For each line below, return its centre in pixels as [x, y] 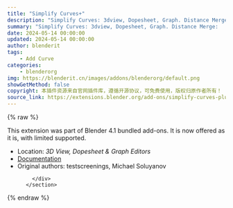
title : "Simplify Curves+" [46, 14]
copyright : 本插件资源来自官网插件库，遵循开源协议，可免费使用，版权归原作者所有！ [114, 91]
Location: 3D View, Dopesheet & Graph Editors [84, 151]
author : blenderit [34, 46]
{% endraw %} [28, 198]
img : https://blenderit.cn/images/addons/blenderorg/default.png [103, 78]
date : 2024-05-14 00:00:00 [46, 33]
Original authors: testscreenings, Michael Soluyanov [92, 166]
